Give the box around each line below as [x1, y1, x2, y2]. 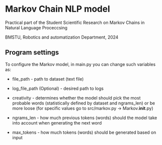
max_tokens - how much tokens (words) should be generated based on [12, 129, 157, 135]
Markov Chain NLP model [5, 3, 110, 15]
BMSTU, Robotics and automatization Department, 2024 [5, 34, 118, 40]
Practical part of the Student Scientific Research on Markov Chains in [5, 20, 145, 25]
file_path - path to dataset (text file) [12, 76, 84, 82]
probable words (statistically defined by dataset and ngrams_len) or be [12, 100, 155, 106]
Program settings [5, 48, 59, 57]
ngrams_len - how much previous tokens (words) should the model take [12, 115, 158, 121]
